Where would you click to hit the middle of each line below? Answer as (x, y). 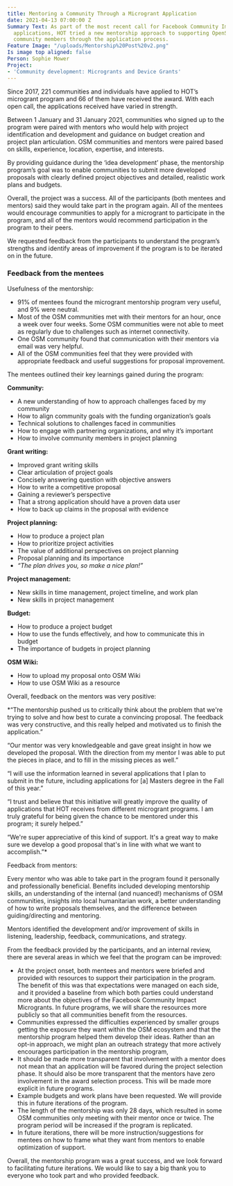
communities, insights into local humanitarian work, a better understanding (114, 900)
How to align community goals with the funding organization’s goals (114, 416)
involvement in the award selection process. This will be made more (114, 1081)
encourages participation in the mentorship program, (93, 1052)
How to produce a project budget (65, 626)
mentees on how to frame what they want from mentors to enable (111, 1140)
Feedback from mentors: (42, 865)
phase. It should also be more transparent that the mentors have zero (116, 1073)
